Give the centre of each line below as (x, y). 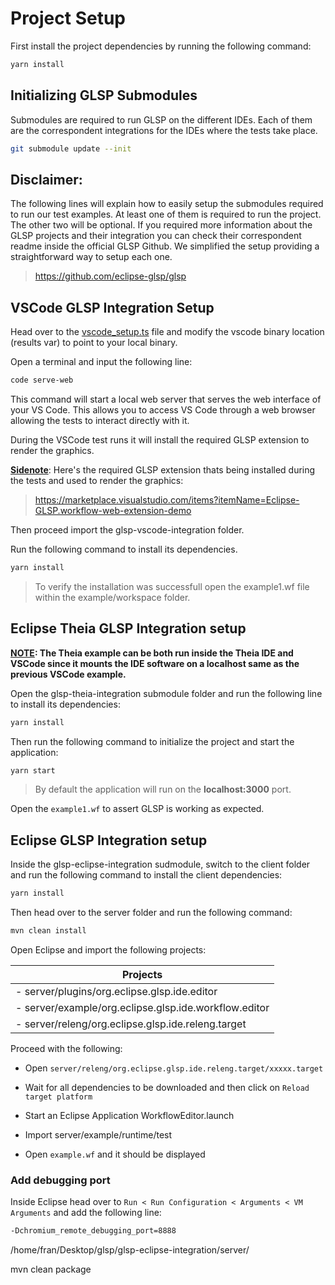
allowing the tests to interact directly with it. (100, 420)
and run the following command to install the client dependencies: (146, 875)
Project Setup (68, 18)
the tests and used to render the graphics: (97, 480)
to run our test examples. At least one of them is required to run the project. (166, 214)
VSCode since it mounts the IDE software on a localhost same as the (155, 663)
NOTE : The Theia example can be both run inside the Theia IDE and (152, 653)
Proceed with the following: (66, 1048)
